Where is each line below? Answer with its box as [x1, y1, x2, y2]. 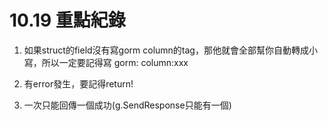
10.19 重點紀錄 [9, 9, 126, 32]
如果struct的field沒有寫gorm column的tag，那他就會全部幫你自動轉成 [23, 44, 309, 56]
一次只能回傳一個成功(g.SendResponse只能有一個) [23, 99, 232, 111]
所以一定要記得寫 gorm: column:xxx [41, 56, 189, 68]
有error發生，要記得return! [23, 77, 134, 90]
